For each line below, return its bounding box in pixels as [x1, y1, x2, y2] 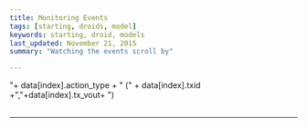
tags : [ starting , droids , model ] [9, 22, 137, 31]
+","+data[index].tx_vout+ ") [9, 90, 115, 101]
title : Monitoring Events [9, 13, 108, 23]
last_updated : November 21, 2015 [9, 38, 137, 48]
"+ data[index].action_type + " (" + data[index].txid [9, 80, 201, 91]
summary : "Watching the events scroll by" [9, 47, 174, 56]
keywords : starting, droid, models [9, 30, 145, 39]
